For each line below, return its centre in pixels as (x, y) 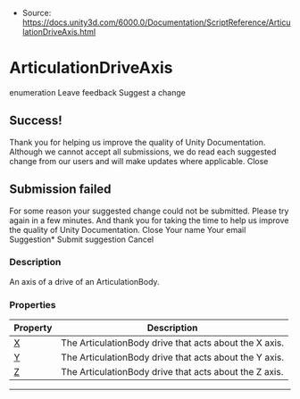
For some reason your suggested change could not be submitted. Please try (149, 211)
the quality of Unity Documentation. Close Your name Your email (128, 229)
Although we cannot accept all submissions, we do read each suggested (143, 152)
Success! (36, 121)
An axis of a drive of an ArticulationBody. (84, 281)
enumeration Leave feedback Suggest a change (97, 92)
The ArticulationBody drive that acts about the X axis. (172, 343)
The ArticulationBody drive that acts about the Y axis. (172, 358)
